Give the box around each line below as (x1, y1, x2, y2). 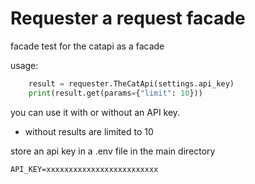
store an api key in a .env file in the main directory (10, 145, 216, 157)
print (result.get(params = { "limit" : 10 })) (28, 88, 203, 98)
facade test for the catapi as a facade (10, 40, 165, 52)
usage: (10, 59, 39, 71)
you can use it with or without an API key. (10, 106, 181, 118)
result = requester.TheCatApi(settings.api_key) (28, 78, 235, 89)
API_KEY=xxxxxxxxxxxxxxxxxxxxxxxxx (10, 164, 159, 174)
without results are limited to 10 (24, 125, 154, 137)
